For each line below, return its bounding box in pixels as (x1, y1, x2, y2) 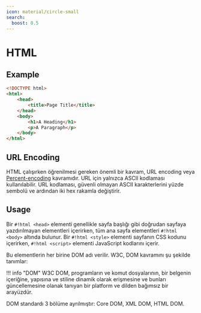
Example (6, 70, 40, 80)
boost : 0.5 (11, 20, 39, 26)
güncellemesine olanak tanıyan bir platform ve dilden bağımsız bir (6, 282, 169, 289)
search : (6, 14, 26, 20)
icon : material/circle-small (6, 8, 79, 15)
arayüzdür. (6, 288, 33, 296)
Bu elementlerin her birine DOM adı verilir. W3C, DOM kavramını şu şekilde (6, 251, 191, 258)
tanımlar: (6, 257, 28, 264)
